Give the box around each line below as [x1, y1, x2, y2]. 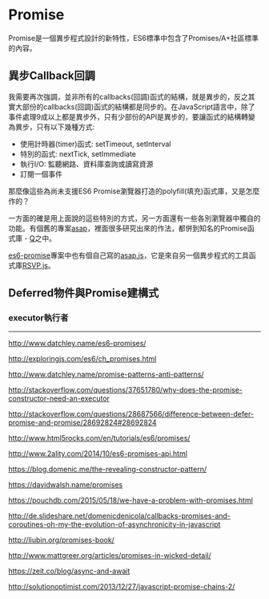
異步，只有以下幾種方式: [14, 122, 95, 132]
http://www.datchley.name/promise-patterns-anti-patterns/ [8, 369, 204, 379]
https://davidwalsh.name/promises [8, 480, 123, 490]
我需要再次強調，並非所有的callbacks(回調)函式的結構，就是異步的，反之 [8, 92, 248, 101]
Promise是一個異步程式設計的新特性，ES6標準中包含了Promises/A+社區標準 [8, 33, 259, 43]
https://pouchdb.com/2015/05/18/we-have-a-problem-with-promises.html [8, 495, 254, 505]
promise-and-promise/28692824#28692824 [8, 418, 158, 427]
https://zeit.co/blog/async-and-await [8, 566, 130, 576]
